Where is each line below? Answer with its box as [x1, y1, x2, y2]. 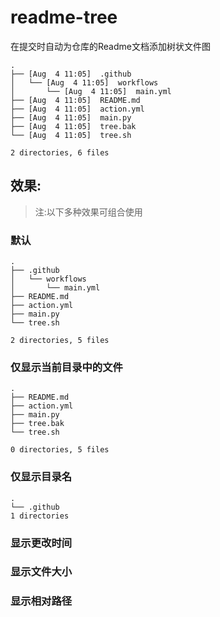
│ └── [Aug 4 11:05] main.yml [10, 86, 172, 96]
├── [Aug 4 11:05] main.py [10, 112, 132, 123]
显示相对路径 [10, 594, 73, 608]
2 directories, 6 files [10, 147, 110, 158]
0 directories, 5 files [10, 445, 110, 455]
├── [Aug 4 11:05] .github [10, 69, 132, 79]
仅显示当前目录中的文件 [10, 360, 123, 374]
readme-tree [10, 6, 118, 29]
